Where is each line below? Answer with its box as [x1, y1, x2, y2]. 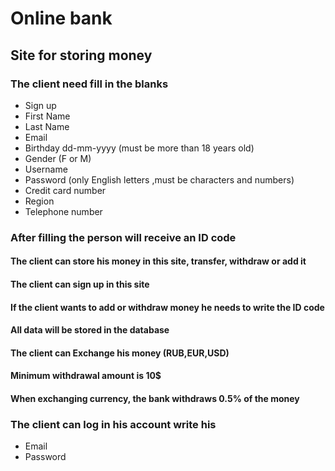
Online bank [10, 7, 113, 30]
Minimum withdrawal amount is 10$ [10, 370, 162, 382]
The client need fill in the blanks [10, 77, 169, 91]
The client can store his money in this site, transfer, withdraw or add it [10, 255, 307, 267]
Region [24, 195, 55, 207]
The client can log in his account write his [10, 417, 217, 431]
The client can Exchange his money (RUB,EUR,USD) [10, 347, 230, 359]
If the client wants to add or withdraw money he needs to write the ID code [10, 301, 325, 313]
